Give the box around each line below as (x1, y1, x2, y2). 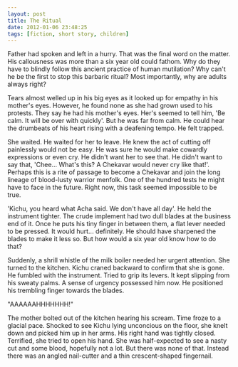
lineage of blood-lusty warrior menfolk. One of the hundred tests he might (7, 176, 224, 184)
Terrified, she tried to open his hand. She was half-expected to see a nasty (7, 336, 227, 345)
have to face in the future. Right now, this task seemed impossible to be (7, 183, 217, 192)
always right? (7, 80, 46, 89)
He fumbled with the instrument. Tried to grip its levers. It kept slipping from (7, 271, 230, 280)
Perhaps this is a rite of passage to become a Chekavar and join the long (7, 168, 221, 176)
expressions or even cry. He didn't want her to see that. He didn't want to (7, 153, 223, 161)
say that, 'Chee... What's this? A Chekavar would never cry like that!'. (7, 161, 210, 169)
